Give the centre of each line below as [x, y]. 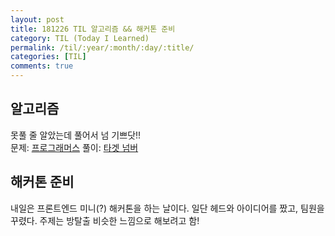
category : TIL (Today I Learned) [80, 38]
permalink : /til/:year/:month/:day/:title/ [102, 47]
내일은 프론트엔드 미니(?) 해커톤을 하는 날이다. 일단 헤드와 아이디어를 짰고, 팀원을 [167, 208]
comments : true [42, 66]
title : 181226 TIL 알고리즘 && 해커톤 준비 [93, 29]
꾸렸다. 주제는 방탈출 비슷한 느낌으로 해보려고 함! [105, 220]
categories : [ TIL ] [48, 57]
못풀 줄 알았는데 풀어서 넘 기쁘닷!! [76, 135]
